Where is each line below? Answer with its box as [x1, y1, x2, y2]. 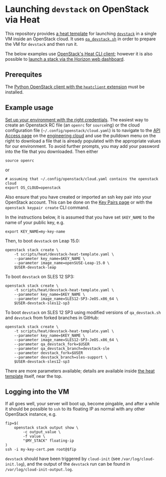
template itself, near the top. [5, 373, 63, 379]
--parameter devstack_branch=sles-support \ [14, 355, 108, 359]
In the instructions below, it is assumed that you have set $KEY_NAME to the [5, 214, 155, 220]
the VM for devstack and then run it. [5, 41, 78, 47]
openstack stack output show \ [14, 425, 79, 430]
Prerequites [5, 71, 42, 79]
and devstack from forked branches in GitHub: [5, 315, 99, 321]
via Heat [5, 14, 40, 25]
